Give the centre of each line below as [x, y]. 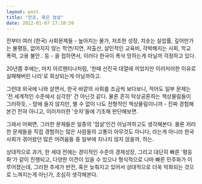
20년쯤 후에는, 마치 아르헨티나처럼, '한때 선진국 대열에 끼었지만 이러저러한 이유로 [101, 69]
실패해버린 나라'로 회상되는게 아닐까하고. [54, 76]
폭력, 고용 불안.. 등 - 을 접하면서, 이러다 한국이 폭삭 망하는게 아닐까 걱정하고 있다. [101, 56]
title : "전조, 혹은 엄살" [35, 17]
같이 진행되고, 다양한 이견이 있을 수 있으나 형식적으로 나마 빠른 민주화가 [103, 159]
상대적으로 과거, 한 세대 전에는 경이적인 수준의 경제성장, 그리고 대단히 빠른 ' [94, 152]
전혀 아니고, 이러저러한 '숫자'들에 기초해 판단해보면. [78, 111]
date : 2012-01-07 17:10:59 [40, 23]
